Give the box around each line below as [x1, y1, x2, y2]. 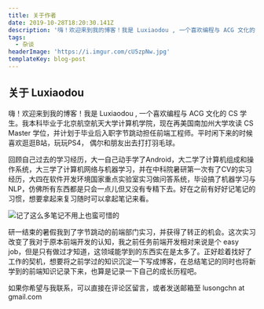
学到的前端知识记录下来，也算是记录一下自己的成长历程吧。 [8, 266, 201, 275]
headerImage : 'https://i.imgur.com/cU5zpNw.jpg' [8, 48, 170, 56]
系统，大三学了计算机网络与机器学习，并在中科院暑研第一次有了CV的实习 [14, 164, 252, 173]
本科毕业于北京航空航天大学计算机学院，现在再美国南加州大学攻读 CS [28, 118, 254, 128]
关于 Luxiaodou [8, 86, 85, 100]
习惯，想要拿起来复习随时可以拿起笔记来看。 [8, 194, 153, 203]
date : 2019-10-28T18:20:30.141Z [8, 19, 114, 27]
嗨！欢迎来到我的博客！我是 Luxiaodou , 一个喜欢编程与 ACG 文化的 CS [8, 108, 238, 118]
